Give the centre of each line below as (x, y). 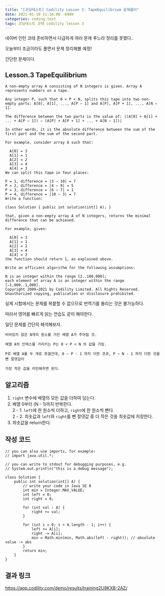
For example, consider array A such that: (49, 143)
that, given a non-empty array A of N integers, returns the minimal (78, 216)
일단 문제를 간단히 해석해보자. (33, 324)
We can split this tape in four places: (47, 173)
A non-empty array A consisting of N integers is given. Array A (73, 86)
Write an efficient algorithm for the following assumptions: (70, 268)
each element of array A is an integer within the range (65, 281)
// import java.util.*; (30, 456)
